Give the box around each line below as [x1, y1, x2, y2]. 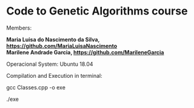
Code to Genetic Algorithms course [6, 4, 188, 18]
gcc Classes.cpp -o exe [6, 83, 65, 91]
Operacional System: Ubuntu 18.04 [6, 60, 93, 68]
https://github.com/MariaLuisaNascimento [6, 42, 118, 49]
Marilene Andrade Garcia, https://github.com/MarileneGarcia [6, 48, 164, 56]
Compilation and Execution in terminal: [6, 72, 102, 79]
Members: [6, 24, 32, 31]
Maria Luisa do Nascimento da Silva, [6, 36, 100, 43]
